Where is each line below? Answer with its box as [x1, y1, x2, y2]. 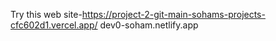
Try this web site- [10, 9, 83, 20]
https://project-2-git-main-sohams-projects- [81, 9, 266, 20]
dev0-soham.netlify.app [99, 19, 199, 31]
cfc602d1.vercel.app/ [10, 19, 98, 31]
